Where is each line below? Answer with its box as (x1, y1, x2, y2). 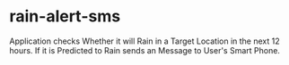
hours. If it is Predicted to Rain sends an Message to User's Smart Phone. (9, 45, 281, 55)
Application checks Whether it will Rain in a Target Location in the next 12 (9, 36, 280, 46)
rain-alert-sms (9, 6, 121, 27)
